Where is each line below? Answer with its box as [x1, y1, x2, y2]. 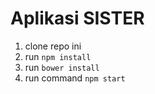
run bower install [24, 61, 100, 73]
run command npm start [24, 72, 126, 84]
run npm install [24, 50, 92, 62]
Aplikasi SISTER [10, 7, 145, 30]
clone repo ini [24, 40, 82, 52]
